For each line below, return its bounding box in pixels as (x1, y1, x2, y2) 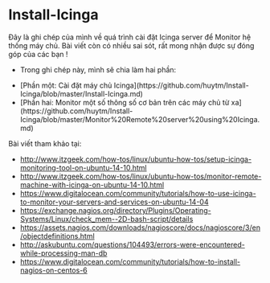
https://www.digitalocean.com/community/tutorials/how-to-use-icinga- (19, 188, 256, 198)
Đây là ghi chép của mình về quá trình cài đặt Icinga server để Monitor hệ (8, 32, 252, 42)
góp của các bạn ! (8, 49, 68, 59)
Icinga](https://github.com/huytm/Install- (113, 80, 249, 90)
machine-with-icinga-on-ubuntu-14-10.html (19, 179, 165, 190)
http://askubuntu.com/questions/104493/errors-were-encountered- (19, 240, 245, 249)
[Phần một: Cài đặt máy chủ (19, 80, 112, 90)
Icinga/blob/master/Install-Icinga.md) (19, 88, 143, 98)
